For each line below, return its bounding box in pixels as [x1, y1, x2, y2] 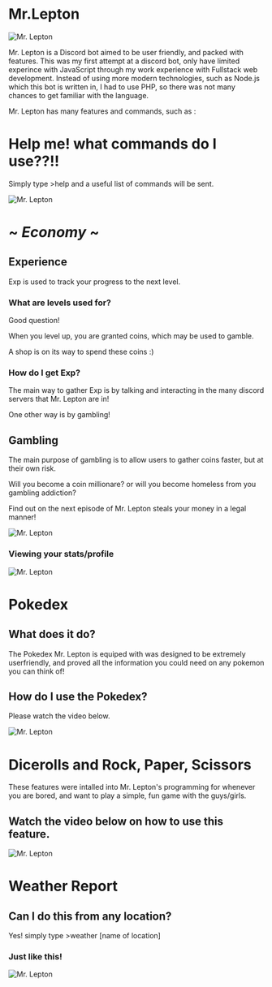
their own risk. [8, 463, 57, 473]
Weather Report [8, 877, 119, 895]
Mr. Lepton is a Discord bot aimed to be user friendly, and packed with [8, 47, 244, 57]
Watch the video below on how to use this [8, 814, 224, 828]
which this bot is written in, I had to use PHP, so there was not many [8, 82, 235, 92]
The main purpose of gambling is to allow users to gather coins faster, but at [8, 455, 264, 465]
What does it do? [8, 627, 96, 641]
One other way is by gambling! [8, 410, 111, 420]
